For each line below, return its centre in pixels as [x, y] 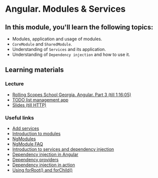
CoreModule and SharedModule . [42, 44]
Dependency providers [35, 159]
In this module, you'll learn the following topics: [79, 27]
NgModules [24, 139]
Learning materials [34, 70]
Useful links [20, 118]
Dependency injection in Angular [45, 154]
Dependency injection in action [43, 165]
